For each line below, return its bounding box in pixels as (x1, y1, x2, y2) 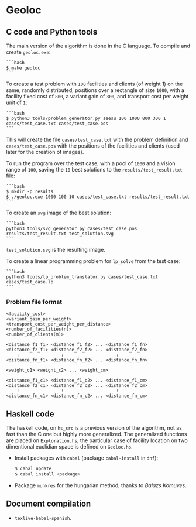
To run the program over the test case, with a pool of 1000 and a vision (6, 160, 176, 167)
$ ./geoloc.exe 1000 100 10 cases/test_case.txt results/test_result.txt (6, 194, 190, 200)
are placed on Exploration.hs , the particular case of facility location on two (6, 437, 188, 444)
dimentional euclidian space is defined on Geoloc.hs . (6, 443, 133, 450)
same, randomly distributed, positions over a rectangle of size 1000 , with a (6, 87, 184, 94)
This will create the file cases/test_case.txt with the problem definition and (6, 136, 188, 143)
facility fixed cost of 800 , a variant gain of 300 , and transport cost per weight (6, 93, 189, 100)
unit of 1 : (6, 99, 27, 106)
